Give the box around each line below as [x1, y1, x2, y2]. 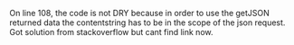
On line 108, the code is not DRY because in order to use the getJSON [9, 8, 270, 18]
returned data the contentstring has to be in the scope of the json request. [9, 17, 286, 28]
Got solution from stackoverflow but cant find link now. [9, 27, 213, 37]
